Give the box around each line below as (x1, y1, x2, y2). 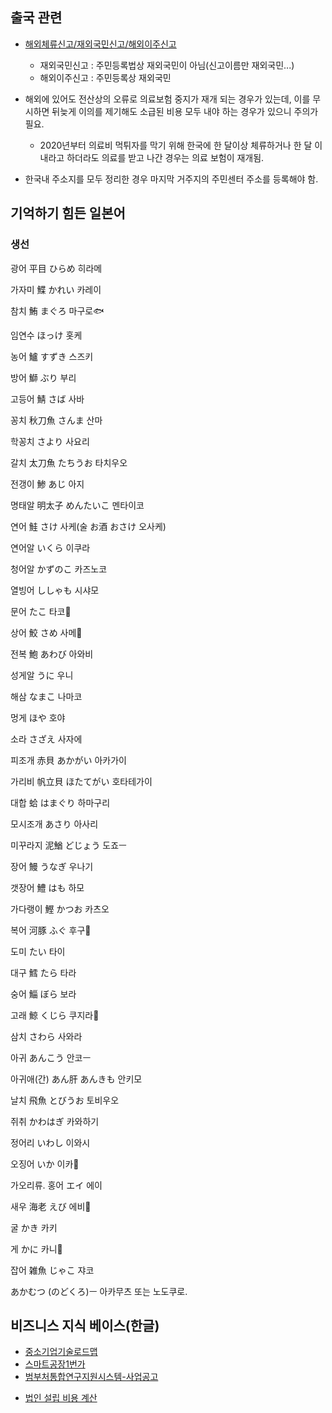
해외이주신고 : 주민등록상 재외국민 (39, 71, 172, 83)
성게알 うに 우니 (10, 669, 74, 681)
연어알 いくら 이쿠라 (10, 541, 91, 553)
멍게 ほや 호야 (10, 711, 66, 723)
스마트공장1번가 (24, 1358, 86, 1370)
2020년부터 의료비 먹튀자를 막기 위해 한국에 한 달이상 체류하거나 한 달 (39, 139, 313, 151)
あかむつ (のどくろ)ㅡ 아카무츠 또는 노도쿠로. (10, 1285, 188, 1297)
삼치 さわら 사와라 (10, 1030, 83, 1042)
